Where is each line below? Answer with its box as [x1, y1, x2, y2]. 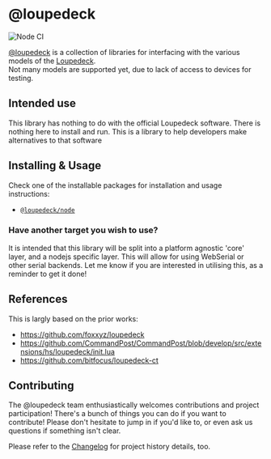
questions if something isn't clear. [8, 426, 121, 436]
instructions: [8, 189, 50, 198]
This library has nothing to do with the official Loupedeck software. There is [8, 118, 261, 128]
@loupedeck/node [19, 206, 75, 215]
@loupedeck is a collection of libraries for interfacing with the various [8, 47, 240, 57]
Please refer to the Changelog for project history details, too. [8, 442, 211, 452]
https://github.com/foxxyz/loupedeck [19, 329, 145, 339]
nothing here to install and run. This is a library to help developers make [8, 126, 248, 136]
